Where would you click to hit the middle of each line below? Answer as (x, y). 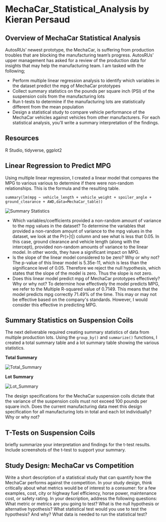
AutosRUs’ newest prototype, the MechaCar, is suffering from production (80, 50)
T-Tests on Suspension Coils (50, 433)
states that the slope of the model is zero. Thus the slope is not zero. (82, 273)
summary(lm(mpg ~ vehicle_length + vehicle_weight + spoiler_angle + (79, 197)
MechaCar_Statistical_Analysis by (77, 9)
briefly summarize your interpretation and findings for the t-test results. (78, 445)
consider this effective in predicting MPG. (55, 305)
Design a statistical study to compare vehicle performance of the (79, 112)
